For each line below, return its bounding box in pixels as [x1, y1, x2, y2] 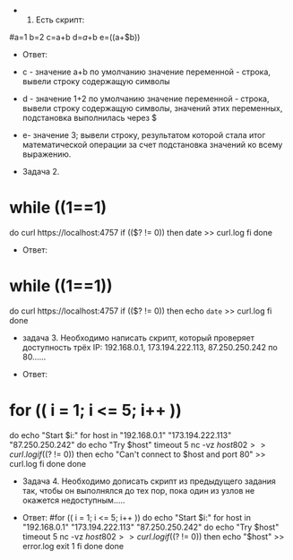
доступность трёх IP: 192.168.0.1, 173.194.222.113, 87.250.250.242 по [22, 341, 278, 352]
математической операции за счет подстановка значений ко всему [22, 140, 283, 150]
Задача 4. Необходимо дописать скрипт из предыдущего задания [22, 476, 276, 487]
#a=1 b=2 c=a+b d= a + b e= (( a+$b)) [9, 32, 141, 42]
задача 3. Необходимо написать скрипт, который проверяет [22, 332, 255, 343]
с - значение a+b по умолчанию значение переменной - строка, [22, 66, 271, 77]
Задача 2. [22, 167, 60, 177]
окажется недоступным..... [22, 495, 125, 505]
